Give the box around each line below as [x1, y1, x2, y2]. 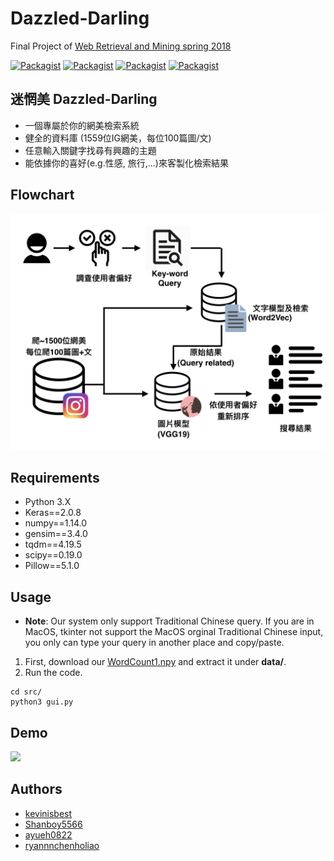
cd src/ [10, 687, 43, 697]
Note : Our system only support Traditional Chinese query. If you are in [24, 615, 315, 627]
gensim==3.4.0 [24, 528, 88, 540]
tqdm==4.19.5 [24, 538, 82, 551]
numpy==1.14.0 [24, 517, 88, 529]
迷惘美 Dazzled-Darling [10, 91, 158, 108]
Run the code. [24, 667, 83, 679]
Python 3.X [24, 496, 72, 508]
